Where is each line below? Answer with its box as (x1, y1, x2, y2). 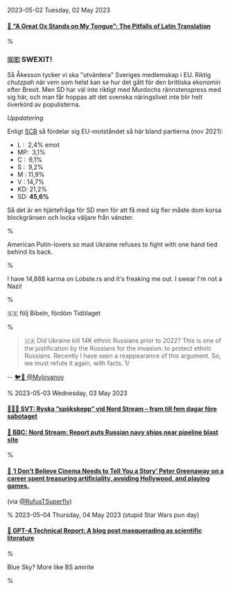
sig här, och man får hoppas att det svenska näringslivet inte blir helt (7, 93, 203, 101)
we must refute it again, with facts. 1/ (24, 358, 130, 367)
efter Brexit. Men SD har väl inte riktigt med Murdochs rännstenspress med (7, 85, 221, 93)
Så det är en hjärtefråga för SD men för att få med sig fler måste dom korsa (7, 205, 222, 214)
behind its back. (7, 247, 53, 256)
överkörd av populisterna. (7, 100, 81, 109)
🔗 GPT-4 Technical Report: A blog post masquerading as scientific (7, 527, 203, 535)
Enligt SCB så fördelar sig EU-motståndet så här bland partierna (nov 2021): (7, 127, 223, 135)
